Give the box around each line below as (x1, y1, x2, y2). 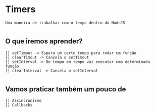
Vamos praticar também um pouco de (5, 85, 126, 93)
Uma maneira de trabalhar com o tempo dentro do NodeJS (5, 20, 125, 25)
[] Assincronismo (5, 98, 42, 103)
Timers (5, 4, 36, 15)
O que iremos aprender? (5, 37, 83, 46)
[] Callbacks (5, 102, 33, 108)
